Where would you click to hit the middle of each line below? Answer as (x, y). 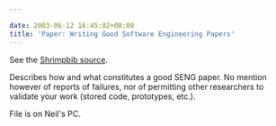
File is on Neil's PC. (45, 113)
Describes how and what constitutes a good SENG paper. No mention (138, 76)
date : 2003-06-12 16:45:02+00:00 (72, 25)
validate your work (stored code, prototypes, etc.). (102, 96)
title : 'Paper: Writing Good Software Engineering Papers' (122, 34)
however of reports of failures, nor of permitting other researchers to (137, 86)
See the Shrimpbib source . (58, 59)
